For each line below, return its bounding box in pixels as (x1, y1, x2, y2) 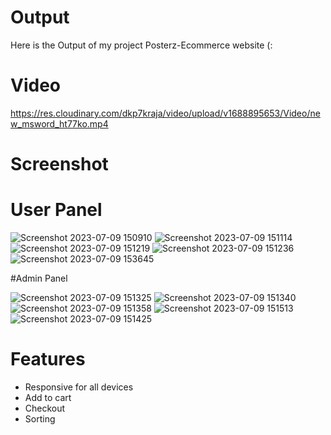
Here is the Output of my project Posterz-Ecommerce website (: (10, 39, 273, 51)
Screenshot (10, 153, 109, 176)
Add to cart (24, 391, 72, 403)
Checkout (24, 402, 66, 414)
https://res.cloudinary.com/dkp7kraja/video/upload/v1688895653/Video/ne (10, 107, 321, 119)
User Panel (10, 199, 103, 221)
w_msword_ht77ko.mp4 (10, 117, 109, 130)
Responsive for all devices (24, 381, 134, 393)
